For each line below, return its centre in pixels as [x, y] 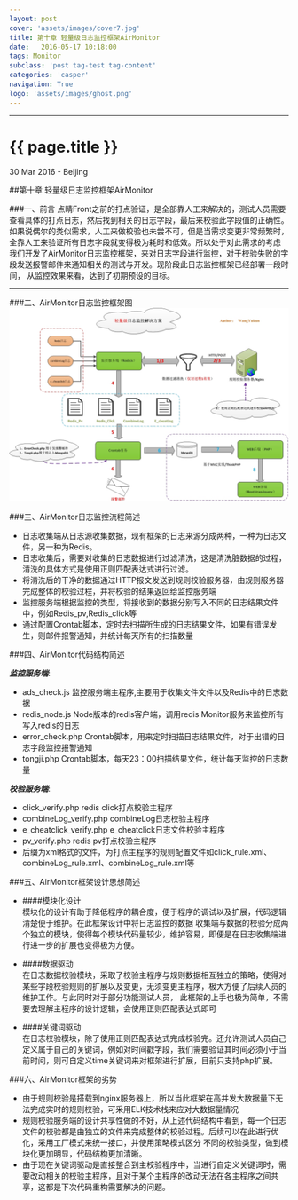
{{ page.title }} [64, 147]
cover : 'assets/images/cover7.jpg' [75, 28]
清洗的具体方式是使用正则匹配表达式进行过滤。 [107, 569]
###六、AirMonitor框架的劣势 [63, 1079]
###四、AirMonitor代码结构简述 [67, 655]
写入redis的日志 [51, 726]
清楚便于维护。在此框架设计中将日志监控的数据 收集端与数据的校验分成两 [155, 923]
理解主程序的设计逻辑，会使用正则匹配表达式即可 [127, 1008]
